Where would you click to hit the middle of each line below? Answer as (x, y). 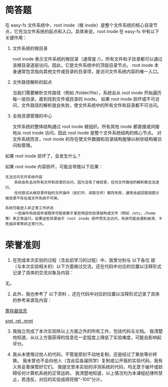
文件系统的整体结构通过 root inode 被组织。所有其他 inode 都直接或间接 (86, 126)
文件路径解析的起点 (32, 82)
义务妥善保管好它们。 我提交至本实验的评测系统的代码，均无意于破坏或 (85, 366)
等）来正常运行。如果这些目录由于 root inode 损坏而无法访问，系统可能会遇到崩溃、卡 (84, 218)
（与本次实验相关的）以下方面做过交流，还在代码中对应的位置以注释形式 (87, 266)
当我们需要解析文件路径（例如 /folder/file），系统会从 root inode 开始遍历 (87, 93)
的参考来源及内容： (32, 300)
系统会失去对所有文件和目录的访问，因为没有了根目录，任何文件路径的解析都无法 (85, 182)
